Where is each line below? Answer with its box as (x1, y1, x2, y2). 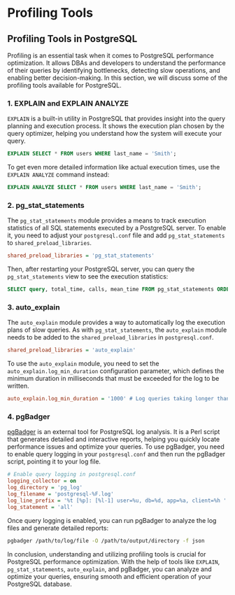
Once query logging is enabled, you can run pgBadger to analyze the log (7, 516, 217, 524)
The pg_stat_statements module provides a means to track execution (7, 216, 206, 225)
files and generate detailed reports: (7, 524, 109, 532)
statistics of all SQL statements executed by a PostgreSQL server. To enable (7, 224, 227, 232)
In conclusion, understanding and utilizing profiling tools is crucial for (7, 549, 206, 558)
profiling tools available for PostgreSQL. (7, 81, 122, 89)
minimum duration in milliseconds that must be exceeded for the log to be (7, 374, 220, 383)
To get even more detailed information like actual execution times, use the (7, 163, 220, 171)
